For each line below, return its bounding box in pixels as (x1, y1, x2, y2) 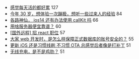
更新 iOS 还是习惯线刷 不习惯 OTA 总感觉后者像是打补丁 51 (10, 42, 131, 48)
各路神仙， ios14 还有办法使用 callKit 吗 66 (10, 17, 99, 23)
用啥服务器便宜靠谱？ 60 (10, 23, 61, 29)
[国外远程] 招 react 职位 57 (10, 30, 65, 35)
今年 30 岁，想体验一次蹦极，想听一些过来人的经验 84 (10, 11, 122, 17)
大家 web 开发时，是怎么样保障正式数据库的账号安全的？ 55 (10, 36, 134, 42)
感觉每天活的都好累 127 (10, 5, 58, 10)
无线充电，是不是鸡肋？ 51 (10, 48, 64, 54)
